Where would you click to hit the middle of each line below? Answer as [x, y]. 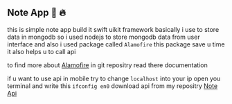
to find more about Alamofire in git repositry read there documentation [107, 65]
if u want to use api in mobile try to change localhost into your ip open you [114, 78]
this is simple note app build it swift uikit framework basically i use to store [113, 29]
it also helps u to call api [42, 51]
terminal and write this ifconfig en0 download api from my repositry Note [113, 86]
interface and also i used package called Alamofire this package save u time [116, 44]
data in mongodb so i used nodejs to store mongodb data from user [104, 37]
